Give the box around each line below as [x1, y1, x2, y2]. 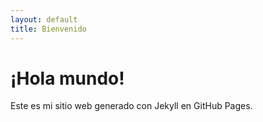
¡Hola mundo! [10, 67, 125, 90]
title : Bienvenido [10, 24, 87, 34]
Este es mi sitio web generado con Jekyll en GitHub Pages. [10, 100, 253, 112]
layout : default [10, 14, 78, 25]
